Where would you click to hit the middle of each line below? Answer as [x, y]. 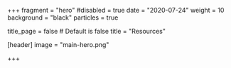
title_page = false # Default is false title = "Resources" [86, 31]
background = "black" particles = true [63, 18]
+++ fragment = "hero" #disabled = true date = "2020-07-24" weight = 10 [116, 10]
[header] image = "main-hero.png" [58, 45]
